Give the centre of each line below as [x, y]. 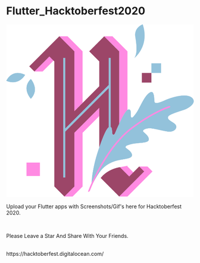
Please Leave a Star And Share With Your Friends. [68, 236]
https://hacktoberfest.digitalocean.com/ [55, 254]
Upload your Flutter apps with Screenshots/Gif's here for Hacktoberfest [94, 206]
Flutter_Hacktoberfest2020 [76, 11]
